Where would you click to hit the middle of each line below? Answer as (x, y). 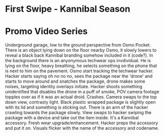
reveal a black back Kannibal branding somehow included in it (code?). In (79, 55)
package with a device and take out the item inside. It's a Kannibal (72, 118)
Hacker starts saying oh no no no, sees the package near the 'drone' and (79, 76)
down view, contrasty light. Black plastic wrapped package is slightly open (80, 102)
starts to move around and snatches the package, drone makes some (75, 81)
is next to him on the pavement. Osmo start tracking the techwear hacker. (79, 71)
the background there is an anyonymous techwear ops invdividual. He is (78, 61)
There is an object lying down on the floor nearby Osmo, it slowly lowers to (81, 50)
